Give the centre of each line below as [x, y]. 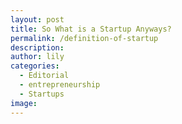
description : [37, 47]
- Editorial [44, 76]
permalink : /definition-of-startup [84, 38]
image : [24, 103]
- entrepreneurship [60, 85]
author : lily [37, 57]
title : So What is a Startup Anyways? [91, 29]
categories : [35, 66]
